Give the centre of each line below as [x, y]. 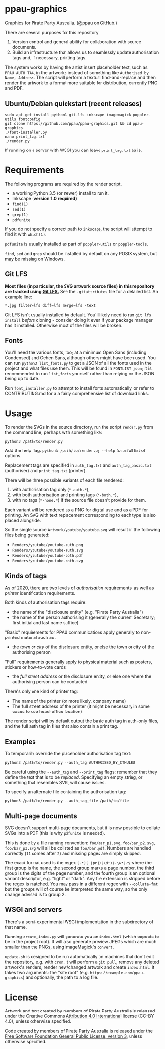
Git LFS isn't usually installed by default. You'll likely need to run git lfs [78, 315]
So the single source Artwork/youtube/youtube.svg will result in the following [82, 530]
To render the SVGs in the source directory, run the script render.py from [79, 427]
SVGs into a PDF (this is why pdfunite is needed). [55, 833]
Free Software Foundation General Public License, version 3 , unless [74, 1036]
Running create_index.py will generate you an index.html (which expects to [82, 937]
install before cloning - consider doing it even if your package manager [79, 320]
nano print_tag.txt [25, 137]
